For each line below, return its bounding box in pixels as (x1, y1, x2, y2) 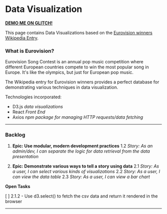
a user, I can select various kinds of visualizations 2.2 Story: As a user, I (12, 168, 161, 174)
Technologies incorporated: (5, 94, 62, 100)
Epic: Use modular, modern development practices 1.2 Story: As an (12, 143, 153, 149)
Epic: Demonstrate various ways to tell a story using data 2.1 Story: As (12, 163, 159, 169)
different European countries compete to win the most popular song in (5, 64, 149, 70)
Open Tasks (5, 183, 31, 189)
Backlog (5, 131, 26, 138)
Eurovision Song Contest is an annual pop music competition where (5, 59, 144, 65)
